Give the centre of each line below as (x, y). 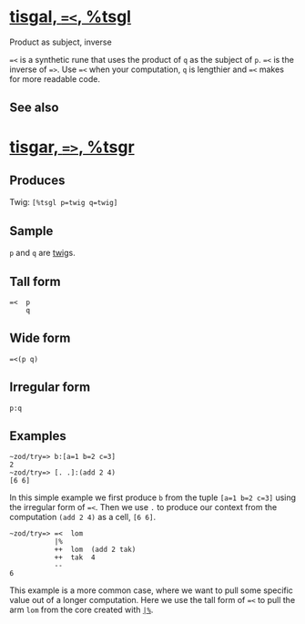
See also (34, 108)
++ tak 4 (75, 558)
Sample (31, 231)
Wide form (40, 338)
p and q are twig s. (42, 253)
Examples (38, 436)
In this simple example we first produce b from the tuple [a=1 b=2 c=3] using (153, 497)
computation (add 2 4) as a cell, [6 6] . (83, 517)
